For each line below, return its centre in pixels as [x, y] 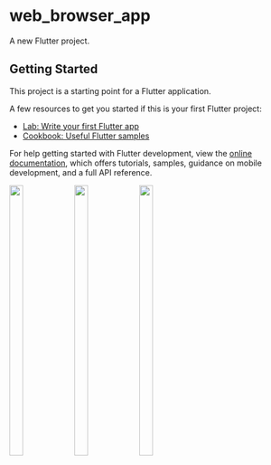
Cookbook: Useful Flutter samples [86, 136]
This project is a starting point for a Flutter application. [110, 90]
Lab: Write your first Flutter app [81, 126]
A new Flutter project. [50, 41]
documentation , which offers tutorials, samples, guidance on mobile [135, 163]
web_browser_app [80, 16]
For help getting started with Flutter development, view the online [131, 153]
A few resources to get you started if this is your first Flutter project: [135, 109]
